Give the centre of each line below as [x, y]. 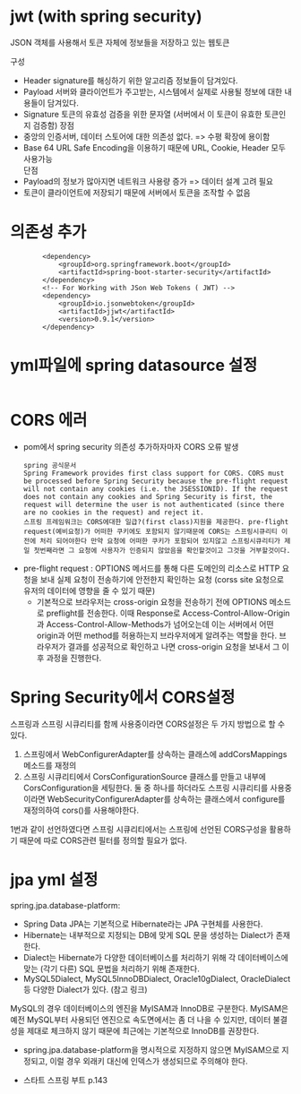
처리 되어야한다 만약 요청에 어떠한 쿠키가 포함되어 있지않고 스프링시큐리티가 [160, 541]
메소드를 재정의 [50, 765]
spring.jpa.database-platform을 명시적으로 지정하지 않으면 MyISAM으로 [151, 1049]
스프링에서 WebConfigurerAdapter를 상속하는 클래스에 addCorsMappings [155, 754]
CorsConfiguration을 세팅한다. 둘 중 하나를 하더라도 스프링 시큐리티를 [146, 788]
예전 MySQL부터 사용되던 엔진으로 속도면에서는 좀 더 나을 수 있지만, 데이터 [141, 1020]
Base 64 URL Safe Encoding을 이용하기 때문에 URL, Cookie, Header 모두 [154, 147]
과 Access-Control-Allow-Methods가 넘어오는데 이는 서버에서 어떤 [155, 624]
